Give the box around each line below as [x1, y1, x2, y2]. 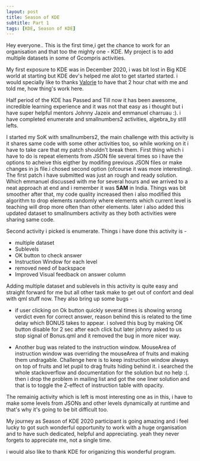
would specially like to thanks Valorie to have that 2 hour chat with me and [6, 79, 188, 86]
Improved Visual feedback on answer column [14, 271, 126, 278]
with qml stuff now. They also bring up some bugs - [6, 295, 133, 302]
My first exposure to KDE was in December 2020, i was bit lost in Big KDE [6, 66, 187, 73]
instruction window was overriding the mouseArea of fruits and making [14, 350, 189, 357]
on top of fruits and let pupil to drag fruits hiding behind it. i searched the [14, 362, 193, 370]
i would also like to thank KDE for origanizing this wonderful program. [6, 448, 176, 456]
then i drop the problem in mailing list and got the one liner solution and [14, 376, 190, 383]
